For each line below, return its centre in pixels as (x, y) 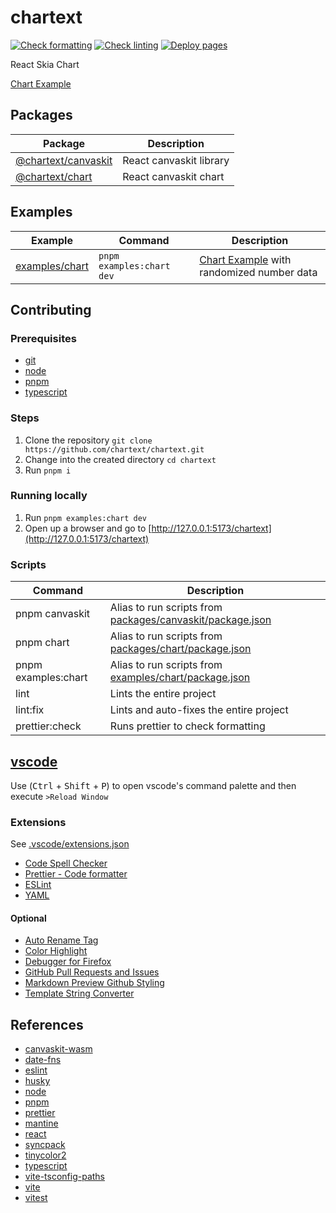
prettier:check (48, 726)
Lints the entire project (163, 694)
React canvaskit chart (173, 176)
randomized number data (258, 272)
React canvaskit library (176, 160)
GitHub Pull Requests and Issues (92, 972)
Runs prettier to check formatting (187, 726)
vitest (36, 1198)
